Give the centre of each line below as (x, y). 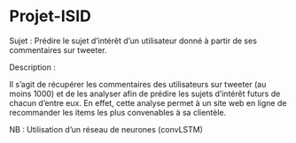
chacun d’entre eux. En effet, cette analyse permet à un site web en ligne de (148, 102)
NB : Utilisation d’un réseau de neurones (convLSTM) (106, 129)
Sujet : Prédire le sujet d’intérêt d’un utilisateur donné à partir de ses (133, 41)
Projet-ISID (50, 16)
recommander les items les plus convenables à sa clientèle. (118, 112)
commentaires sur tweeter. (58, 49)
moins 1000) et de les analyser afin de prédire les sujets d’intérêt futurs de (145, 94)
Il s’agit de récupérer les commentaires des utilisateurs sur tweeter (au (138, 84)
